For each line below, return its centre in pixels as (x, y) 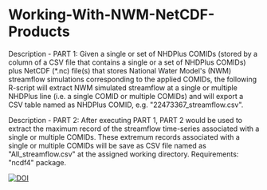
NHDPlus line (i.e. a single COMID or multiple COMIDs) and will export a (126, 96)
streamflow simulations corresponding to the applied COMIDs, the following (133, 79)
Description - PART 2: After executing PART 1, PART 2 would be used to (126, 120)
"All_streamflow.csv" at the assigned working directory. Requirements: (124, 154)
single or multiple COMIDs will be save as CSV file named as (108, 145)
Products (39, 32)
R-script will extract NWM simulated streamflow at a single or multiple (123, 87)
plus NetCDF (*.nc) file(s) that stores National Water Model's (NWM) (120, 70)
